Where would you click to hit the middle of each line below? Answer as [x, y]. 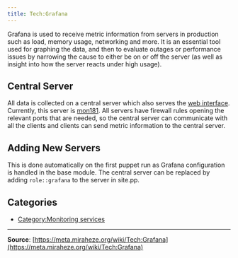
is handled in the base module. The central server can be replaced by [109, 172]
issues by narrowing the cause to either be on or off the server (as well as [115, 57]
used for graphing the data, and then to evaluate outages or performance [114, 49]
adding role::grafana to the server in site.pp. [74, 180]
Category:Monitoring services [61, 219]
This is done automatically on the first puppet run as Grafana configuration [116, 165]
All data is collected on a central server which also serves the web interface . [119, 103]
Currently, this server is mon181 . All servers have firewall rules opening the [116, 111]
